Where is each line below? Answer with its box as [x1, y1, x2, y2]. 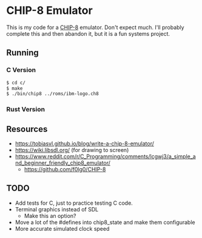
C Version [6, 66, 36, 74]
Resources [6, 124, 48, 134]
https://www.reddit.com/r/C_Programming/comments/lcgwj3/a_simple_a [15, 153, 196, 160]
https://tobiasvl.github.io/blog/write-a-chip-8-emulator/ [15, 140, 155, 147]
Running [6, 48, 39, 58]
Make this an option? [24, 212, 76, 219]
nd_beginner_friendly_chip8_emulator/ [15, 159, 111, 167]
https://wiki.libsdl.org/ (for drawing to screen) [15, 146, 129, 153]
